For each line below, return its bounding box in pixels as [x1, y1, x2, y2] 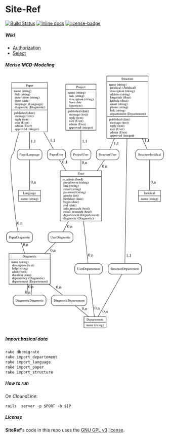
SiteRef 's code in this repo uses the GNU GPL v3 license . [5, 427, 125, 433]
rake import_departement [5, 354, 58, 360]
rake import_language [5, 360, 51, 365]
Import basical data [5, 336, 48, 342]
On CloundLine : [5, 393, 38, 399]
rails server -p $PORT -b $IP [5, 404, 71, 409]
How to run [5, 380, 29, 386]
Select [12, 50, 26, 56]
